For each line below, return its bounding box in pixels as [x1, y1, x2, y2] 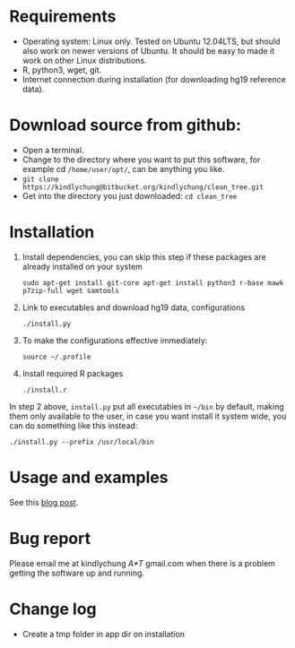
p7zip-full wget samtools [22, 286, 119, 295]
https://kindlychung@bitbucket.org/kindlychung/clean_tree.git [22, 182, 265, 192]
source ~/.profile [22, 352, 91, 361]
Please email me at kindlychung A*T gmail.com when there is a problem [9, 557, 276, 568]
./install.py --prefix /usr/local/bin [9, 437, 154, 446]
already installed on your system [22, 261, 143, 272]
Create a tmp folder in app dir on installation [22, 628, 186, 639]
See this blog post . [9, 497, 79, 507]
